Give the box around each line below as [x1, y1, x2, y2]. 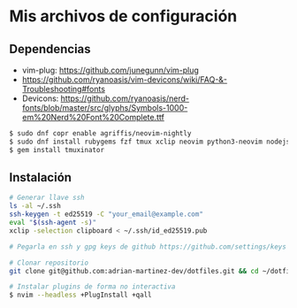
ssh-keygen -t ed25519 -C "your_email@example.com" [9, 210, 203, 219]
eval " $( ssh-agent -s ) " [9, 219, 97, 227]
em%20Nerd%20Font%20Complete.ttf [21, 112, 165, 122]
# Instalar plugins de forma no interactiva [9, 282, 176, 291]
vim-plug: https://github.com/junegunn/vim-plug [21, 65, 199, 75]
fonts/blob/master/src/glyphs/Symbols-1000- [21, 103, 188, 112]
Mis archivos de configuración [9, 6, 238, 27]
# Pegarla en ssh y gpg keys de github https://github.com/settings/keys [9, 242, 287, 251]
